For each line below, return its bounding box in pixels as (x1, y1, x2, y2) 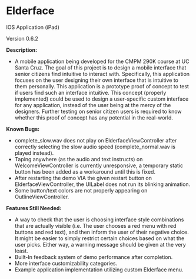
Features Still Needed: (6, 204, 62, 211)
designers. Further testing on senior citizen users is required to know (14, 108, 182, 115)
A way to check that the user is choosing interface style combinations (14, 216, 184, 223)
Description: (6, 46, 37, 54)
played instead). (14, 149, 54, 157)
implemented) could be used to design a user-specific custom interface (14, 95, 189, 102)
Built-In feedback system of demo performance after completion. (14, 253, 173, 260)
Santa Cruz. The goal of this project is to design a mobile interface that (14, 64, 187, 71)
